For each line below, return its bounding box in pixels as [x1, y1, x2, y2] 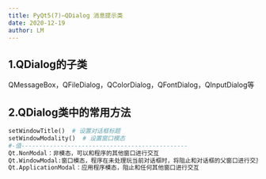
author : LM [8, 26, 44, 34]
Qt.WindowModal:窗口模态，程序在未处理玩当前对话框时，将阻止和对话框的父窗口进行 [8, 156, 250, 165]
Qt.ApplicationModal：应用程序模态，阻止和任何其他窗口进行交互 [8, 164, 199, 172]
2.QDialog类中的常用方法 [8, 105, 131, 119]
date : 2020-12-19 [8, 19, 66, 27]
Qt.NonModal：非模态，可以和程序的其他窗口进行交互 [8, 149, 160, 157]
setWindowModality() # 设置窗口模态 [8, 134, 126, 143]
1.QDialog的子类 [8, 57, 88, 71]
